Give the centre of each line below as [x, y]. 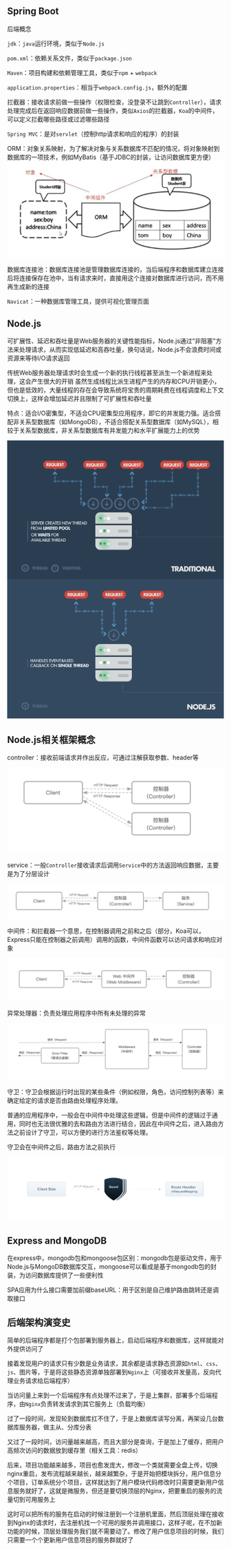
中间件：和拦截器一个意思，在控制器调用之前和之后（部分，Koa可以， [106, 931]
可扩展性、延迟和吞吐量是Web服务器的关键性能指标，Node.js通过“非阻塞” [111, 341]
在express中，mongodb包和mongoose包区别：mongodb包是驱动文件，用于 [115, 1258]
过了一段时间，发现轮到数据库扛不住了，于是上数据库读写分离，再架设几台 [112, 1418]
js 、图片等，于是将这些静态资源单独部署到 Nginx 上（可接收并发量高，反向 [111, 1372]
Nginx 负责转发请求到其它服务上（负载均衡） [87, 1404]
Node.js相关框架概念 [52, 740]
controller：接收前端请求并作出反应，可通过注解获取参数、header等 [103, 757]
